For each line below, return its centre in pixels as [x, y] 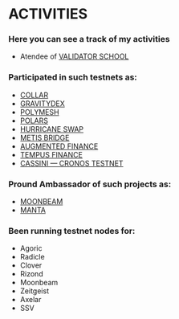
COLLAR [34, 95]
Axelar [31, 300]
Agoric [31, 248]
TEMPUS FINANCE [51, 154]
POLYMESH [39, 112]
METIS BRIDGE [45, 137]
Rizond [31, 274]
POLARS [34, 121]
